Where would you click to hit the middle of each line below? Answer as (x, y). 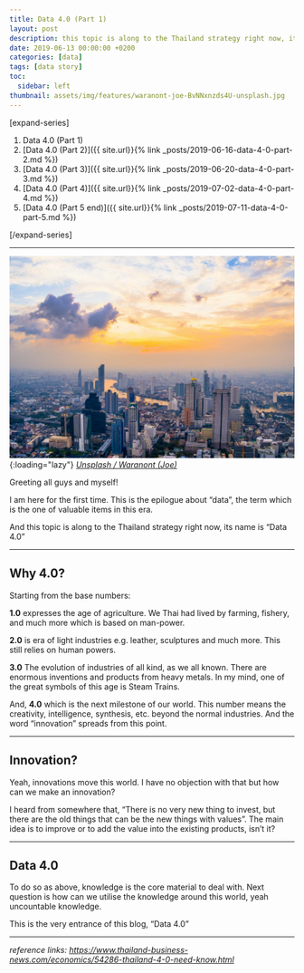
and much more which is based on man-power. (97, 622)
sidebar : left (44, 86)
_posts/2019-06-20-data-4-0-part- (228, 169)
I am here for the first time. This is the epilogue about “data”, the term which (151, 499)
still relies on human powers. (62, 650)
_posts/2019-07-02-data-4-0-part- (228, 188)
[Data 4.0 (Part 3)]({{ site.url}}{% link (91, 169)
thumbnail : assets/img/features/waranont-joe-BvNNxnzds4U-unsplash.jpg (147, 95)
